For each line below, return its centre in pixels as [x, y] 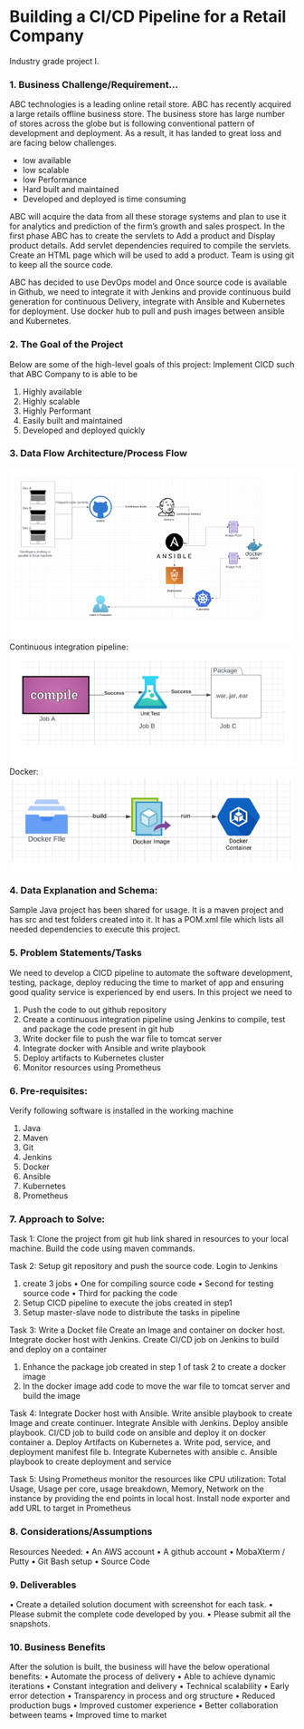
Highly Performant [57, 411]
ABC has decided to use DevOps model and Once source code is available [148, 282]
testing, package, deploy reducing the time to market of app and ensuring [147, 982]
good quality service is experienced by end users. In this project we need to [151, 991]
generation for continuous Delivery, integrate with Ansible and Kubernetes [147, 302]
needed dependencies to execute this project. [95, 929]
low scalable [46, 171]
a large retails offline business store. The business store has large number [147, 114]
